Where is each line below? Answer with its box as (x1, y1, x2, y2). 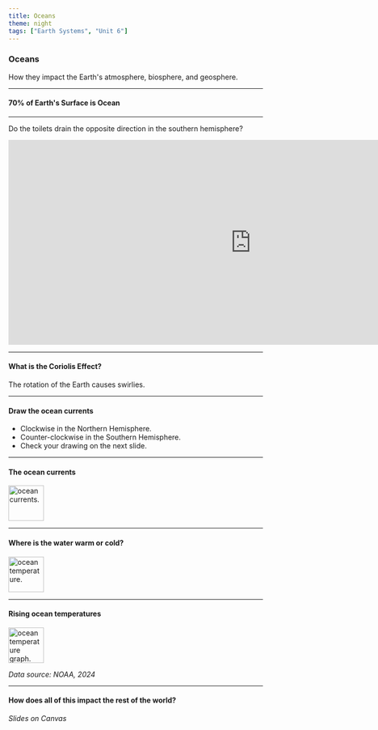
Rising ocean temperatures (8, 609, 102, 619)
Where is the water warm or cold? (8, 538, 124, 548)
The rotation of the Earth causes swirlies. (8, 380, 145, 389)
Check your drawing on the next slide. (19, 441, 147, 451)
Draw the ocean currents (8, 405, 94, 415)
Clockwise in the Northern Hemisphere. (19, 424, 152, 434)
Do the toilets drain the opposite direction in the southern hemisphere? (8, 123, 244, 134)
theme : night (8, 19, 52, 28)
